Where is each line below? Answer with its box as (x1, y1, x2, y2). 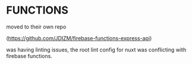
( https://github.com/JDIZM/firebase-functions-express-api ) (6, 34, 152, 41)
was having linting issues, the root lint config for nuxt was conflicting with (6, 46, 187, 53)
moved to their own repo (6, 23, 67, 30)
